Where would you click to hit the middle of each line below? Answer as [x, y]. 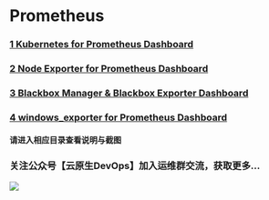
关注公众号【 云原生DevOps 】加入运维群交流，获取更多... [135, 166]
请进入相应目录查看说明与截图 [65, 140]
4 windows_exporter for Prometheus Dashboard [119, 117]
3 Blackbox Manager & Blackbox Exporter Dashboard [129, 93]
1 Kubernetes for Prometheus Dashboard [102, 45]
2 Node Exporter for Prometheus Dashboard [109, 69]
